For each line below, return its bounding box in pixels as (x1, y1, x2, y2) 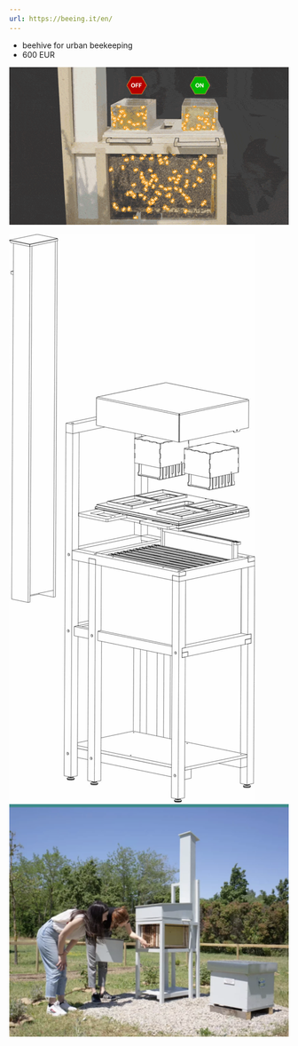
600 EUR (21, 49, 55, 59)
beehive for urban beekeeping (21, 40, 133, 51)
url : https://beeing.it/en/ (9, 14, 114, 23)
